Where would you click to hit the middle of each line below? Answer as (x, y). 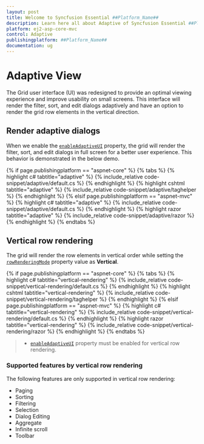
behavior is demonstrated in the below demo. (63, 158)
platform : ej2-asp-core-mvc (42, 29)
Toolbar (25, 436)
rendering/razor (26, 332)
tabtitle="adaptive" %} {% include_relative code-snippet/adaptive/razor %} (100, 215)
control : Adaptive (29, 35)
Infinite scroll (31, 429)
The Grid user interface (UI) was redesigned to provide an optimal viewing (99, 92)
